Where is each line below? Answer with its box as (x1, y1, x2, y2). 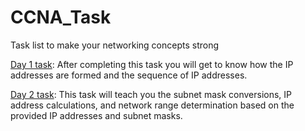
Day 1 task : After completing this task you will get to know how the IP (10, 58, 294, 70)
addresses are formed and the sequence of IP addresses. (10, 69, 248, 81)
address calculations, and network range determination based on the (10, 99, 295, 111)
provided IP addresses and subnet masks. (10, 109, 183, 121)
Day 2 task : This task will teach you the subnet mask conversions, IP (10, 88, 293, 100)
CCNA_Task (10, 6, 112, 29)
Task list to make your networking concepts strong (10, 39, 220, 51)
